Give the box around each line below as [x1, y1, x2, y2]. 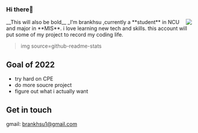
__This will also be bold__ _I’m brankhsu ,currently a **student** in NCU [6, 19, 180, 26]
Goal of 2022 [6, 59, 55, 69]
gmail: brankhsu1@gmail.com [6, 120, 78, 127]
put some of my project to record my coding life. [6, 31, 124, 38]
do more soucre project [14, 82, 72, 89]
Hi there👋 [6, 5, 34, 14]
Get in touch [6, 105, 52, 115]
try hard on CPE [14, 75, 54, 82]
